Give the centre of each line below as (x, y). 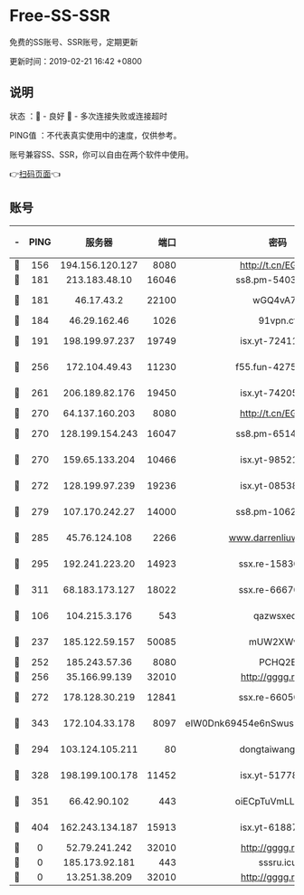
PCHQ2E (278, 662)
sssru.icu (278, 862)
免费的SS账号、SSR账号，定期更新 (74, 42)
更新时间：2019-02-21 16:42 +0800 (76, 61)
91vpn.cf (278, 320)
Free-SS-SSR (60, 16)
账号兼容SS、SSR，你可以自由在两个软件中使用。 (101, 154)
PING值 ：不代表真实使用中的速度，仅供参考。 (95, 135)
